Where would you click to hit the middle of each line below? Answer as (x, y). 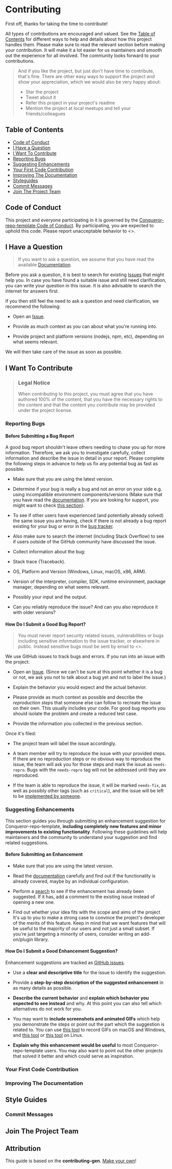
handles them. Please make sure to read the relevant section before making (85, 44)
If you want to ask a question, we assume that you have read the (86, 259)
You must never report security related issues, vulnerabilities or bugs (91, 635)
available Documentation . (45, 265)
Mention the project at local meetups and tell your (78, 108)
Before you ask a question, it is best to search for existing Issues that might (85, 275)
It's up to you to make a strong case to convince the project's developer (89, 917)
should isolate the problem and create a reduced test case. (75, 714)
